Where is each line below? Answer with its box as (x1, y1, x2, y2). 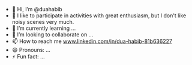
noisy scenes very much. (11, 18, 74, 25)
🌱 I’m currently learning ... (11, 24, 76, 32)
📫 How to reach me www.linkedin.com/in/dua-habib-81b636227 (11, 38, 173, 45)
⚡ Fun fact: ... (11, 53, 45, 60)
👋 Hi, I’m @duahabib (11, 6, 62, 13)
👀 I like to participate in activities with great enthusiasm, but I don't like (11, 12, 187, 19)
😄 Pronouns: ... (11, 47, 51, 53)
